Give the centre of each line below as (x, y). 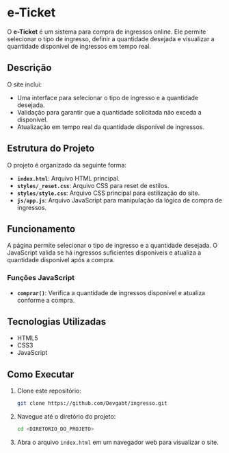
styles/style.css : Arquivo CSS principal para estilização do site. (108, 193)
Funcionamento (41, 229)
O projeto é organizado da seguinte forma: (67, 165)
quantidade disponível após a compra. (61, 260)
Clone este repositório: (49, 391)
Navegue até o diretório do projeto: (66, 417)
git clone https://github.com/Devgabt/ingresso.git (92, 404)
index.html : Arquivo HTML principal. (68, 178)
